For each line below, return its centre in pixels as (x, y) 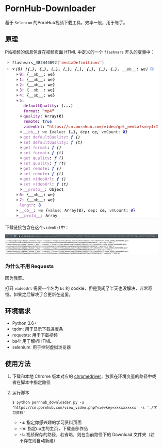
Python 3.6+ (24, 323)
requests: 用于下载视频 (35, 335)
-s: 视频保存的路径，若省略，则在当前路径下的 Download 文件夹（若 (87, 434)
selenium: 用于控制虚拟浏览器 (41, 347)
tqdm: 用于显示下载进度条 (38, 329)
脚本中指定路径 (36, 382)
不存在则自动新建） (39, 441)
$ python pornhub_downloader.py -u (48, 403)
